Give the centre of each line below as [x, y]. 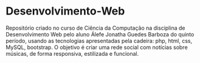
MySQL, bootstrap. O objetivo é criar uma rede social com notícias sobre [97, 47]
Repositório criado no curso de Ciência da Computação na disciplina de [95, 28]
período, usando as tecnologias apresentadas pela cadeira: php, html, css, [99, 41]
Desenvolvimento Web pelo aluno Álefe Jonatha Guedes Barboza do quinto [100, 34]
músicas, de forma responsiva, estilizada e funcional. [72, 53]
